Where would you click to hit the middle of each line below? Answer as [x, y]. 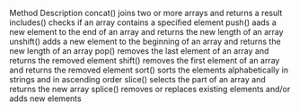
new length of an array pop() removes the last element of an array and [139, 51]
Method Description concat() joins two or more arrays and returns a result [146, 13]
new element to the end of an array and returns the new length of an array [147, 32]
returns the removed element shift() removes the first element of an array [145, 60]
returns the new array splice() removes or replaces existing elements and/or [150, 89]
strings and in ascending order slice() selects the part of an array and [138, 79]
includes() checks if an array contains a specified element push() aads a [143, 22]
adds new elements [46, 98]
